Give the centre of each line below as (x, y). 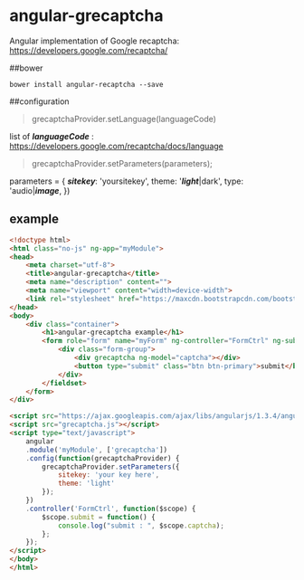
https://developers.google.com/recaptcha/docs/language (116, 146)
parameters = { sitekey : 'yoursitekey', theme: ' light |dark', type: (127, 181)
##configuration (39, 101)
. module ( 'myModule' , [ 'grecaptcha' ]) (97, 450)
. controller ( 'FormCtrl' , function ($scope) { (111, 509)
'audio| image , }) (40, 190)
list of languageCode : (52, 136)
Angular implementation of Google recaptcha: (95, 41)
